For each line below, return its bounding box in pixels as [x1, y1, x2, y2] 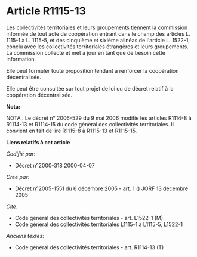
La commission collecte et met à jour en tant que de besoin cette [6, 49, 166, 56]
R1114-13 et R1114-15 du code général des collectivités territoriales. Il [6, 120, 174, 128]
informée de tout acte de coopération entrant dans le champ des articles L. [6, 30, 191, 37]
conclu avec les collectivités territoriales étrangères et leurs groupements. [6, 43, 189, 50]
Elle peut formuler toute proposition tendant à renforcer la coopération [6, 67, 179, 74]
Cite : [6, 203, 18, 210]
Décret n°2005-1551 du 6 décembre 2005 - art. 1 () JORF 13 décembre [14, 185, 189, 192]
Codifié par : [6, 150, 36, 157]
